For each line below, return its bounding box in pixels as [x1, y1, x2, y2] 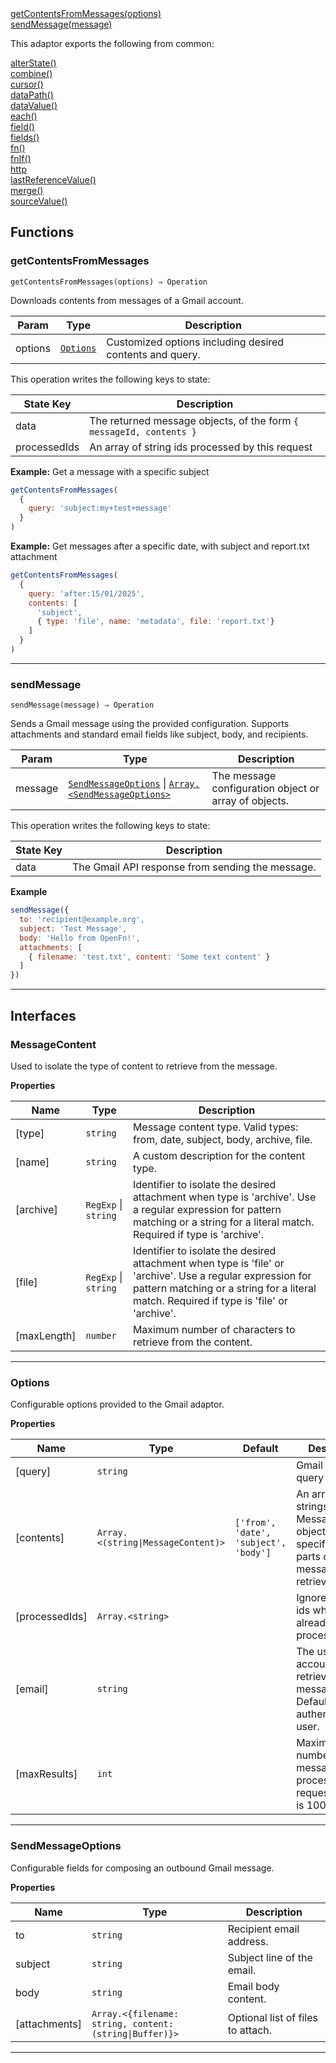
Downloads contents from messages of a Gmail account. [10, 294, 244, 306]
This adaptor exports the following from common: [10, 38, 215, 49]
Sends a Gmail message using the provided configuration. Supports [10, 718, 290, 730]
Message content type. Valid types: [132, 1120, 299, 1134]
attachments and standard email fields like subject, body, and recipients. [10, 728, 309, 741]
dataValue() [10, 100, 58, 111]
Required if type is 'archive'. [132, 1227, 265, 1241]
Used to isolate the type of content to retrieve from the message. [10, 1060, 278, 1072]
